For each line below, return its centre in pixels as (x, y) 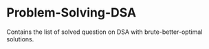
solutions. (20, 39)
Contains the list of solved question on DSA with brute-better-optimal (104, 32)
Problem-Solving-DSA (71, 13)
